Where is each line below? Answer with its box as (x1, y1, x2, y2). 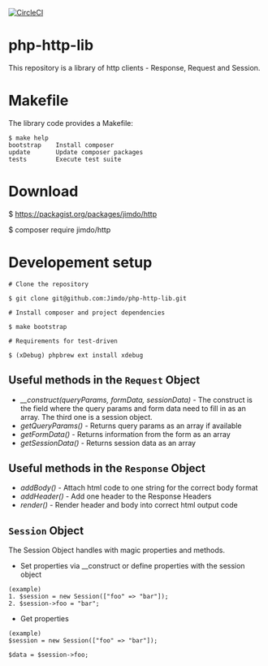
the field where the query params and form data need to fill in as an (19, 403, 246, 413)
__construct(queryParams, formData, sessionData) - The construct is (19, 395, 253, 404)
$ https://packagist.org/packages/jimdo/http (8, 209, 157, 218)
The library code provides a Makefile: (8, 118, 134, 128)
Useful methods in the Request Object (8, 374, 201, 387)
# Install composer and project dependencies (8, 309, 165, 317)
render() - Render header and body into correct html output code (19, 500, 238, 510)
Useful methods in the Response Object (8, 461, 205, 475)
